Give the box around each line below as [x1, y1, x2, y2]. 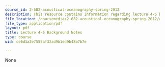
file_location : [5, 16, 36, 21]
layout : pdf [5, 26, 29, 31]
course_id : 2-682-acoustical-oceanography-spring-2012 [5, 7, 120, 12]
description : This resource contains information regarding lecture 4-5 [5, 12, 157, 17]
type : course [5, 35, 32, 40]
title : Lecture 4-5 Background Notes [5, 30, 82, 35]
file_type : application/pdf [5, 21, 63, 26]
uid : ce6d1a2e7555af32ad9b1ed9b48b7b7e [5, 39, 87, 44]
